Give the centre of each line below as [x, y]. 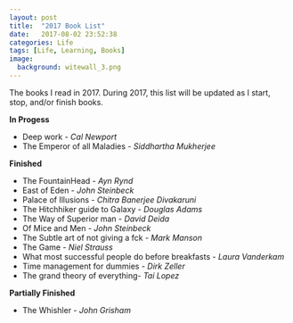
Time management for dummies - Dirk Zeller [103, 266]
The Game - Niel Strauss [67, 247]
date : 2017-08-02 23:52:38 [63, 34]
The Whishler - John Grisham [77, 310]
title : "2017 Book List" [57, 26]
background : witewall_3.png [69, 68]
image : [21, 59]
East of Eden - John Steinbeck [78, 190]
